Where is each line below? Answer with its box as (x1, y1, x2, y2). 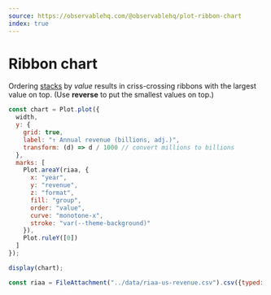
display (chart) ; (8, 263, 63, 272)
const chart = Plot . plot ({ (8, 106, 100, 114)
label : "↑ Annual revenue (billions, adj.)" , (23, 136, 181, 144)
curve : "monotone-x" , (29, 211, 104, 219)
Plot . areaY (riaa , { (23, 166, 90, 175)
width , (15, 113, 38, 122)
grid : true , (23, 128, 63, 137)
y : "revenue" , (29, 181, 79, 189)
